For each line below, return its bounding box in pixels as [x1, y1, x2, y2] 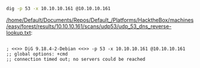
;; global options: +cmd [6, 51, 68, 57]
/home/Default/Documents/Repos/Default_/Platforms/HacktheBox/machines [6, 16, 194, 23]
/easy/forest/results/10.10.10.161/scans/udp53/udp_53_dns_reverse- [6, 23, 172, 30]
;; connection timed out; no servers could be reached [6, 56, 146, 62]
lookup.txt [6, 29, 31, 36]
